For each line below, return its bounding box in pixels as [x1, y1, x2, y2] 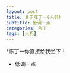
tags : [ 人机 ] [6, 31, 37, 37]
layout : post [6, 8, 39, 15]
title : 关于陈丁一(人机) [6, 14, 61, 20]
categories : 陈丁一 [6, 25, 52, 31]
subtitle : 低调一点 [6, 20, 51, 26]
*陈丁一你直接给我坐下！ [6, 48, 66, 55]
